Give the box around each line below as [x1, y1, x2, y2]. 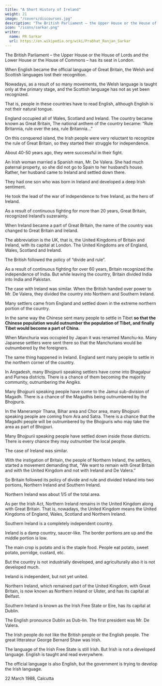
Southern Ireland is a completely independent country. [5, 520, 114, 526]
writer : [5, 30, 21, 34]
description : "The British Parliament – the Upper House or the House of [5, 20, 157, 26]
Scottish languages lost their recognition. [5, 71, 87, 78]
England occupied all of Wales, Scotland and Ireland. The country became [5, 115, 153, 121]
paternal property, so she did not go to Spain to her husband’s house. [5, 164, 144, 170]
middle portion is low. [5, 535, 48, 541]
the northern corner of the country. [5, 359, 75, 365]
